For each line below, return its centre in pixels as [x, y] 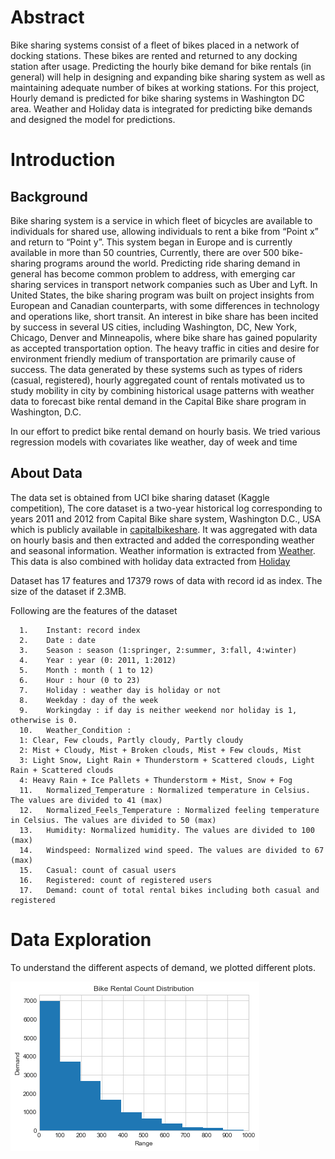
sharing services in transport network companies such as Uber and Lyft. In [164, 284]
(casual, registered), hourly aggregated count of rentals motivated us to [157, 380]
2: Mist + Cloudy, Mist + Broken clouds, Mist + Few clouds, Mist [160, 750]
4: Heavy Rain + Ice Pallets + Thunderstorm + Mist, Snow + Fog [156, 780]
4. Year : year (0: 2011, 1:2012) [98, 660]
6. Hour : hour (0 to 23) [80, 680]
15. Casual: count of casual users [98, 870]
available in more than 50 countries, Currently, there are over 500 [145, 252]
